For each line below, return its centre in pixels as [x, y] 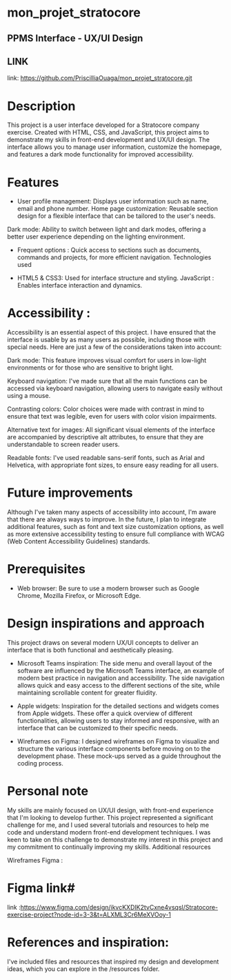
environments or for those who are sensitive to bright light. [90, 368]
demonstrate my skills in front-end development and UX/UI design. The [109, 140]
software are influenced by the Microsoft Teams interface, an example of [121, 671]
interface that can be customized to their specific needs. [97, 728]
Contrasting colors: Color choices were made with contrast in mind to [106, 409]
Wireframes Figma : [35, 860]
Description [41, 106]
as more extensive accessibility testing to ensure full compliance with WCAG [116, 534]
